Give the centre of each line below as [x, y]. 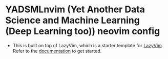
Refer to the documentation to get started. [57, 51]
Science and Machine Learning [72, 20]
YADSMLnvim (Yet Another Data [75, 9]
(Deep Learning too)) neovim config [83, 31]
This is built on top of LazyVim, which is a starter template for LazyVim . [88, 45]
